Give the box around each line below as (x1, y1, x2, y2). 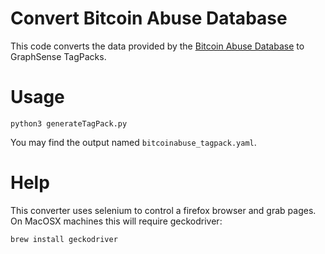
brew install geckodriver (10, 234, 118, 244)
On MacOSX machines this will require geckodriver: (10, 215, 223, 227)
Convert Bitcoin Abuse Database (10, 7, 288, 30)
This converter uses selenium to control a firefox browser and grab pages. (10, 204, 317, 216)
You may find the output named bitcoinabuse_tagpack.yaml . (10, 136, 257, 148)
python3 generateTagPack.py (10, 118, 128, 129)
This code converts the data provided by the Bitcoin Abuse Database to (10, 40, 305, 52)
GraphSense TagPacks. (10, 50, 107, 62)
